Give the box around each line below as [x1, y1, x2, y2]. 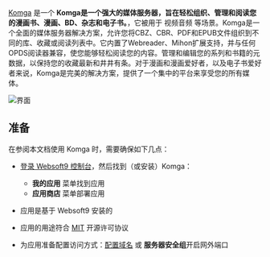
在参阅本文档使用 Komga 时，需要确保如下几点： [8, 144, 170, 154]
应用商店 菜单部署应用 [31, 189, 105, 198]
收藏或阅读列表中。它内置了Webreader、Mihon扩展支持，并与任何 [35, 38, 256, 48]
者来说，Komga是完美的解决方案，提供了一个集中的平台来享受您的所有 [8, 68, 243, 77]
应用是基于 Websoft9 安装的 [19, 205, 113, 215]
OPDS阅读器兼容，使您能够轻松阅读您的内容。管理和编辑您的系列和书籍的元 [8, 48, 260, 57]
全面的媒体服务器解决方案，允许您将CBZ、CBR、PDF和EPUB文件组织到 [14, 28, 252, 37]
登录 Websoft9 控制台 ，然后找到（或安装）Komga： [19, 161, 193, 171]
